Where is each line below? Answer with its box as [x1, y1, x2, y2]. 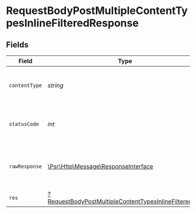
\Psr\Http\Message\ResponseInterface [47, 162, 153, 170]
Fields [6, 40, 29, 50]
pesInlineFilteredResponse [6, 16, 139, 30]
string [47, 82, 64, 89]
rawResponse [9, 163, 43, 170]
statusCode [9, 121, 39, 127]
